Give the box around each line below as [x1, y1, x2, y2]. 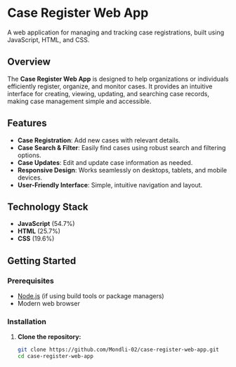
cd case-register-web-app [17, 353, 93, 360]
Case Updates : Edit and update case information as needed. [17, 158, 193, 166]
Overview [7, 56, 51, 68]
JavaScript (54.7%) [17, 220, 75, 228]
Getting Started [7, 255, 77, 267]
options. [17, 151, 41, 159]
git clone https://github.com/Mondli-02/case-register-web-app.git [17, 346, 219, 354]
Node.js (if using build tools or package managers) [17, 292, 164, 300]
